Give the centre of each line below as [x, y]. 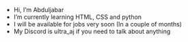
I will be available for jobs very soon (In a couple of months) [98, 24]
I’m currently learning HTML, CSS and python [78, 17]
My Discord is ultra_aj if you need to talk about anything [92, 31]
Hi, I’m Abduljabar [39, 10]
